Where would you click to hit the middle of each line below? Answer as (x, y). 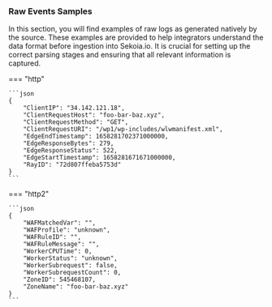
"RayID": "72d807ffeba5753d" (72, 165)
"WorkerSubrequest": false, (70, 266)
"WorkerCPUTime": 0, (58, 252)
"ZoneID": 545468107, (59, 280)
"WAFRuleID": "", (52, 237)
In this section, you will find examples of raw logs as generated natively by (133, 29)
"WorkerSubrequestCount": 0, (72, 273)
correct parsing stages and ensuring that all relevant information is (120, 55)
